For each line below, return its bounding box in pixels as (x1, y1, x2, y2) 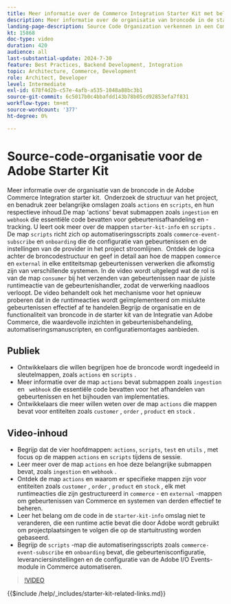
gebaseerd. (16, 534, 50, 542)
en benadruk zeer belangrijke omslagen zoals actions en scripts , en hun (7, 201, 214, 209)
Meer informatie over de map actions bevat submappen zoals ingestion (16, 378, 222, 386)
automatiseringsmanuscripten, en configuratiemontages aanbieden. (7, 325, 199, 333)
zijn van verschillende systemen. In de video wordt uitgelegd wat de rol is (7, 266, 215, 274)
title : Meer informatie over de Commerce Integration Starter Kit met (7, 10, 214, 17)
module (16, 563, 39, 571)
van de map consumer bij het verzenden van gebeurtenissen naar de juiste (7, 274, 216, 282)
